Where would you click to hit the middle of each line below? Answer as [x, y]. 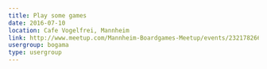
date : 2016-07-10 [37, 23]
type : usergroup [35, 52]
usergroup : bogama [39, 45]
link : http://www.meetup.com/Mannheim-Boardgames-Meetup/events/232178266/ [136, 38]
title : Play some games [48, 15]
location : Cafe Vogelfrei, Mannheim [69, 30]
